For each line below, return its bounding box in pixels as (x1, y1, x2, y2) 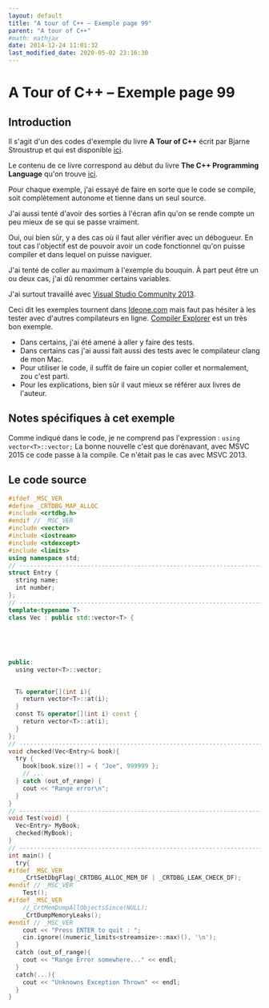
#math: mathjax (8, 34, 59, 42)
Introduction (8, 115, 72, 129)
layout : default (8, 11, 62, 20)
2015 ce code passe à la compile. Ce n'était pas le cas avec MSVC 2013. (8, 450, 247, 459)
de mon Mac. (19, 354, 64, 364)
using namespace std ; (8, 554, 81, 562)
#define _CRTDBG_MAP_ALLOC (8, 502, 98, 510)
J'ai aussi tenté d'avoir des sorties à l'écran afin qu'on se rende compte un (8, 209, 255, 218)
